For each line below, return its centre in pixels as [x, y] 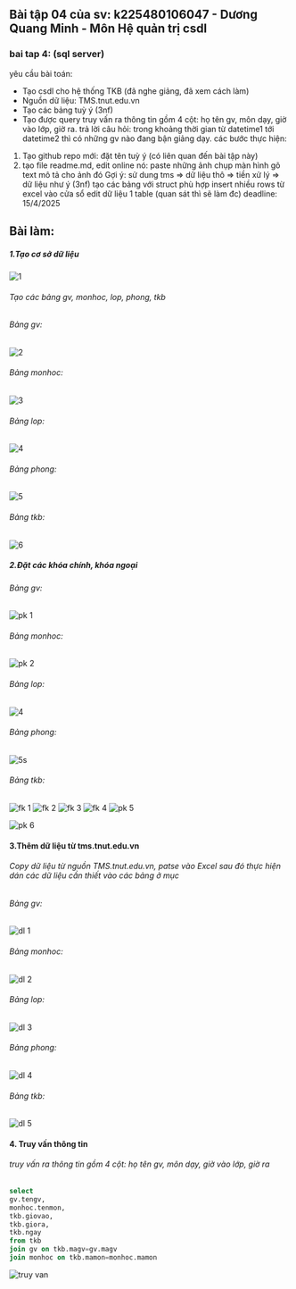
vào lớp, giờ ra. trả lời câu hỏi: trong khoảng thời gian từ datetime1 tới [148, 129]
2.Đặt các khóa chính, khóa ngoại [74, 565]
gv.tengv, [28, 1199]
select [21, 1192]
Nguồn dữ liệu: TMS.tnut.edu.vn [81, 100]
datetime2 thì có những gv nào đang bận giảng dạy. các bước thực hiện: [154, 138]
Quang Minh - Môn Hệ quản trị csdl [108, 29]
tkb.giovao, [31, 1216]
